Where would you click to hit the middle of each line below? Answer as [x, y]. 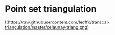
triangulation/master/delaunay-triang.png [46, 27]
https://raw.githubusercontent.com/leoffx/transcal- [59, 22]
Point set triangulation [51, 9]
